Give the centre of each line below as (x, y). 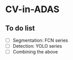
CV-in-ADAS (32, 9)
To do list (20, 28)
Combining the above (35, 52)
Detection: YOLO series (37, 46)
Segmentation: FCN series (40, 40)
